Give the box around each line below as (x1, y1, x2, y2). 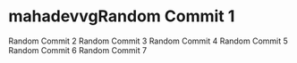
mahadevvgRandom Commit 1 (8, 6, 235, 27)
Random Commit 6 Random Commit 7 (8, 44, 148, 55)
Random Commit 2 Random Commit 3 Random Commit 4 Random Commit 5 (8, 35, 288, 46)
